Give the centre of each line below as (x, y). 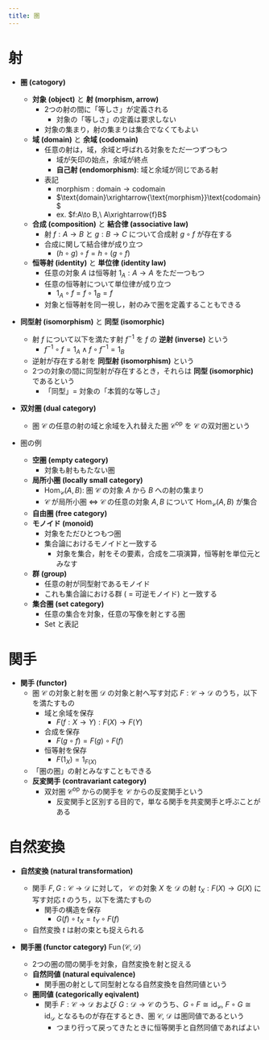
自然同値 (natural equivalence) (84, 974)
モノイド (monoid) (63, 523)
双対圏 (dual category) (58, 408)
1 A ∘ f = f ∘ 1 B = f (84, 294)
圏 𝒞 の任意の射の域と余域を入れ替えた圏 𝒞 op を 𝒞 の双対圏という (141, 425)
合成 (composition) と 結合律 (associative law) (110, 224)
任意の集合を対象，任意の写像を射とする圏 (114, 613)
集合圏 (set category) (68, 604)
